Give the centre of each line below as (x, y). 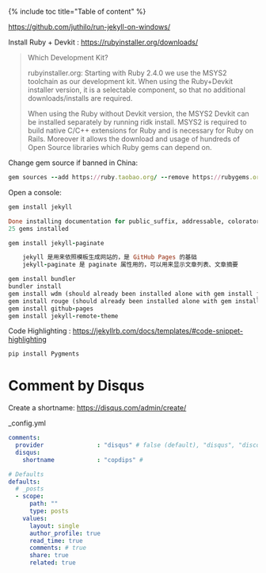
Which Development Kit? (68, 58)
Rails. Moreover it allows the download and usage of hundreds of (133, 139)
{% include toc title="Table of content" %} (77, 12)
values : (35, 518)
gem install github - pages (51, 309)
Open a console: (35, 192)
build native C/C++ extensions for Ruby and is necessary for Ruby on (141, 131)
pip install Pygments (44, 354)
